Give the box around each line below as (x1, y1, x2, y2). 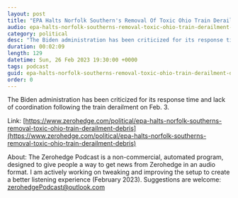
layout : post (7, 10, 46, 18)
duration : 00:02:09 (7, 43, 65, 50)
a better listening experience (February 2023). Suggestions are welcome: (7, 175, 222, 184)
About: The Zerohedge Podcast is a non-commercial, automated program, (7, 153, 224, 161)
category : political (7, 30, 69, 37)
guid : (7, 69, 23, 76)
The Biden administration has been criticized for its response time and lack (7, 95, 226, 104)
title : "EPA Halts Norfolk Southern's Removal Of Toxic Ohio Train (7, 17, 211, 24)
